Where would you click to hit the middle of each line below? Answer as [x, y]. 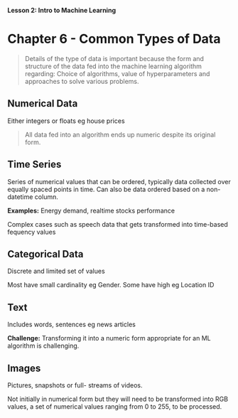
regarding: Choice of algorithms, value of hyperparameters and [117, 73]
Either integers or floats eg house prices [66, 121]
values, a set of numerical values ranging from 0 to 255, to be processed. [115, 407]
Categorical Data [45, 254]
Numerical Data [43, 103]
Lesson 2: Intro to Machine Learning [61, 10]
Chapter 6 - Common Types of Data [114, 39]
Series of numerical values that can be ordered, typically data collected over [119, 181]
